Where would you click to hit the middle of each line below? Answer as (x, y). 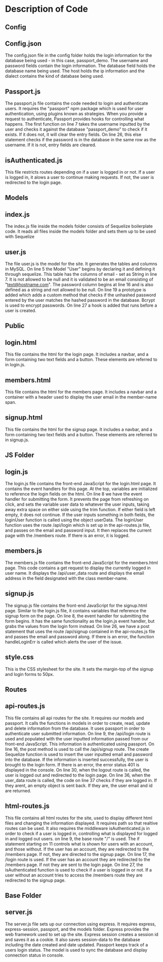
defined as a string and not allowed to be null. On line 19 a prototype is (76, 290)
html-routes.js (27, 806)
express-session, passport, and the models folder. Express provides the (77, 929)
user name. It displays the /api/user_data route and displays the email (75, 573)
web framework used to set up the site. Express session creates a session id (82, 934)
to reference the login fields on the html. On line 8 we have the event (74, 494)
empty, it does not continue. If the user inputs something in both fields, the (80, 515)
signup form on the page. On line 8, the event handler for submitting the (77, 616)
